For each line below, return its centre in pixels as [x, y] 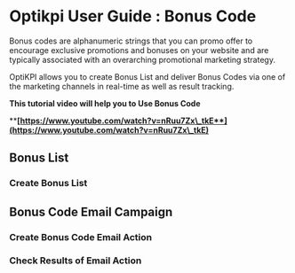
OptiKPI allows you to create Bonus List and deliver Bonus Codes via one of [147, 76]
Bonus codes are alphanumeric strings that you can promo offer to [131, 41]
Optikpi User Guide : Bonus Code [133, 16]
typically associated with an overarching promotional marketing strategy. [142, 59]
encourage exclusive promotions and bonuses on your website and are [139, 50]
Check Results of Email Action [76, 261]
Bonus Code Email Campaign [91, 211]
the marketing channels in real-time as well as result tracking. [122, 86]
